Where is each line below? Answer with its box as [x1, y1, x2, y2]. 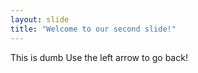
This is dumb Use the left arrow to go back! [10, 51, 188, 63]
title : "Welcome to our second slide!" [10, 24, 177, 34]
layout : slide [10, 14, 70, 25]
